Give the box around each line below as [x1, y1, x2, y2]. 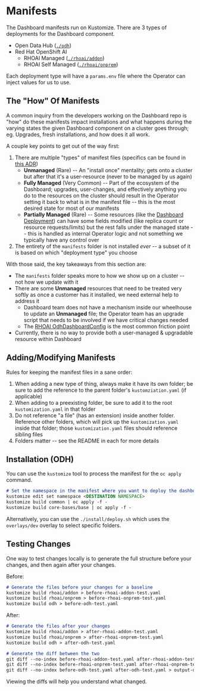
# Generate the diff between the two [6, 650, 100, 656]
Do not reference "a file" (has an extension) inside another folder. [14, 411, 176, 419]
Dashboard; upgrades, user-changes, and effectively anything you [23, 185, 187, 193]
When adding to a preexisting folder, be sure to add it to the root [14, 399, 173, 406]
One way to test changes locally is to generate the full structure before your [6, 554, 192, 562]
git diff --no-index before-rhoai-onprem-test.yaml [6, 662, 137, 668]
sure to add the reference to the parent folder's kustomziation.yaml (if [14, 386, 186, 393]
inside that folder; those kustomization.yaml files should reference [14, 424, 177, 432]
